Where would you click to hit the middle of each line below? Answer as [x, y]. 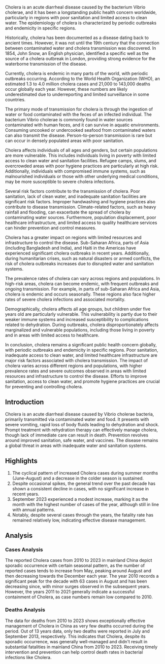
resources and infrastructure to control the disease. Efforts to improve [76, 376]
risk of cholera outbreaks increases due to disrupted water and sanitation [80, 264]
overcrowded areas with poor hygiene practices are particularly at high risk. [82, 166]
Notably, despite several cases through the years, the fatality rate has [83, 515]
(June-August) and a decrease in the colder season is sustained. [78, 478]
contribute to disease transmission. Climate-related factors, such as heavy [81, 207]
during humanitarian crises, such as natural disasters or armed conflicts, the [82, 258]
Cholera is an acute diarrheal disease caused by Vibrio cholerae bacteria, [80, 414]
